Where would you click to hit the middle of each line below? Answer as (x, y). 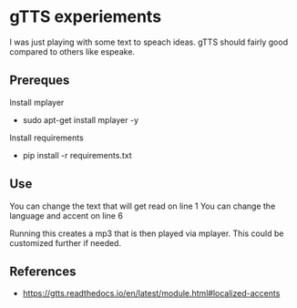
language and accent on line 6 (66, 215)
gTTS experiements (86, 17)
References (43, 271)
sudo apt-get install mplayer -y (81, 119)
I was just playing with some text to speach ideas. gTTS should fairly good (149, 42)
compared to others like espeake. (72, 51)
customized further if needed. (65, 242)
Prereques (40, 81)
